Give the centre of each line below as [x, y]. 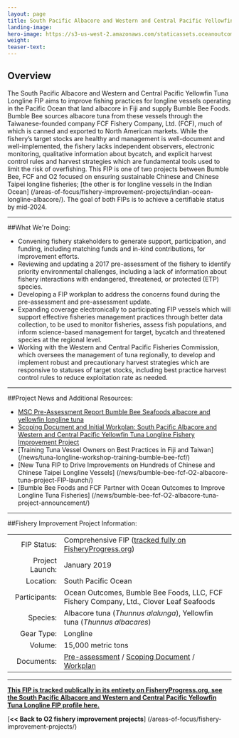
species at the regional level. [59, 339]
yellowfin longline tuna [51, 419]
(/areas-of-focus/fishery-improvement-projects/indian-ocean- [122, 191]
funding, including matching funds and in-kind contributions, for [111, 248]
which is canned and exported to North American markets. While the [108, 131]
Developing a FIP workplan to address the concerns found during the [119, 294]
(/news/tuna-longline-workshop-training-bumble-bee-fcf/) [104, 457]
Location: [41, 580]
